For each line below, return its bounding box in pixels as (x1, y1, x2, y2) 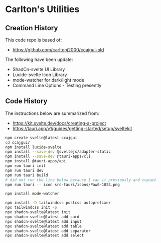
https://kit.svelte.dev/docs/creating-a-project (12, 120, 106, 126)
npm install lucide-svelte (5, 145, 62, 150)
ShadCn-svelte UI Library (12, 67, 65, 72)
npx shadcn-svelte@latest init (5, 210, 71, 215)
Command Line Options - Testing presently (12, 82, 102, 88)
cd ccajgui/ (5, 140, 30, 145)
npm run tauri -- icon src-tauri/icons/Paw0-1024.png (5, 182, 120, 187)
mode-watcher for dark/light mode (12, 77, 84, 83)
